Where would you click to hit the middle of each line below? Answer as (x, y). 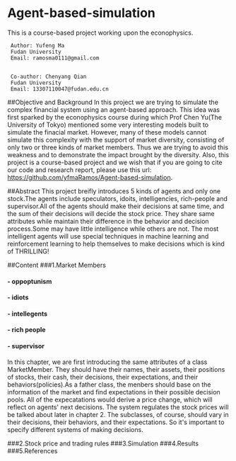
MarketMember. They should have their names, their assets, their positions (116, 369)
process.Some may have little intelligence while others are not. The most (113, 229)
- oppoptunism (30, 281)
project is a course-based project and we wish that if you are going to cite (115, 162)
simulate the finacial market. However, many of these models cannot (107, 132)
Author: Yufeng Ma (37, 45)
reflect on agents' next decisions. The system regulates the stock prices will (118, 407)
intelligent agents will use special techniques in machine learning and (108, 236)
